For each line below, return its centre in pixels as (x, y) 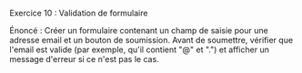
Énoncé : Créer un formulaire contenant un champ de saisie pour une (139, 30)
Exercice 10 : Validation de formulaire (79, 13)
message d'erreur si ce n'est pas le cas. (84, 59)
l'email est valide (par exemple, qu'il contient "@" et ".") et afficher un (140, 50)
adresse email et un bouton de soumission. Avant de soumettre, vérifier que (151, 40)
